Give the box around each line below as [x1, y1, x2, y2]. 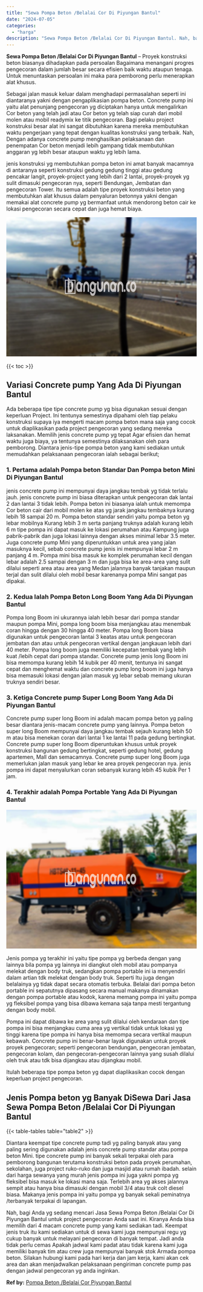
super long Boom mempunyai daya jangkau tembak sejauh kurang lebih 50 [6, 728, 192, 735]
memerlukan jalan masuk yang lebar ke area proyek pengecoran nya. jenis [6, 760, 192, 767]
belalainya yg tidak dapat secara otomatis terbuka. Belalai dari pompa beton [6, 980, 195, 988]
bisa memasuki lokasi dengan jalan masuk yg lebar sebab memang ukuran [6, 672, 192, 679]
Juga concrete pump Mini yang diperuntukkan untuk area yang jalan [6, 539, 176, 546]
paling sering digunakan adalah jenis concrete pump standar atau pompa [6, 1146, 188, 1152]
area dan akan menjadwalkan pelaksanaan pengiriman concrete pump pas [6, 1260, 192, 1268]
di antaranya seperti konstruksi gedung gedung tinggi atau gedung [6, 167, 173, 174]
